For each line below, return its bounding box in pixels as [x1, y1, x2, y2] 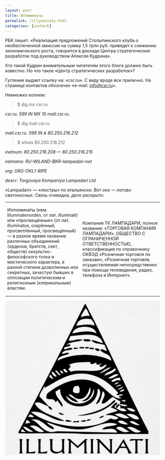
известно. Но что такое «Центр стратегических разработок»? [5, 68, 135, 74]
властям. [7, 285, 26, 291]
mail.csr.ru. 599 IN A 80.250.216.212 [5, 130, 79, 136]
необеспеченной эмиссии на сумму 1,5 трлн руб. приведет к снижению [5, 43, 157, 49]
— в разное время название [7, 233, 66, 239]
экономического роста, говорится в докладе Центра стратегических [5, 48, 151, 54]
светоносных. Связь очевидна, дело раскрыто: [5, 192, 105, 198]
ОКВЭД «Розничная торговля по [82, 251, 151, 257]
